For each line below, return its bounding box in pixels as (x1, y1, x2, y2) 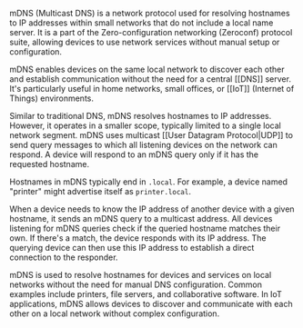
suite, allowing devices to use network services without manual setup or (9, 36, 280, 47)
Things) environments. (9, 93, 94, 104)
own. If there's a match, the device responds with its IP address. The (9, 233, 267, 244)
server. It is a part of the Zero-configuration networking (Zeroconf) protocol (9, 27, 293, 37)
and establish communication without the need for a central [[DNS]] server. (9, 74, 291, 84)
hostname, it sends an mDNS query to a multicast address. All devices (9, 214, 273, 224)
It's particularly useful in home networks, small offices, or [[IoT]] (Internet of (9, 84, 295, 94)
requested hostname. (9, 159, 89, 169)
